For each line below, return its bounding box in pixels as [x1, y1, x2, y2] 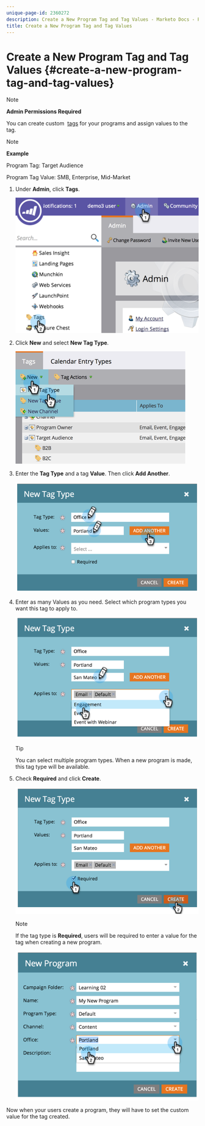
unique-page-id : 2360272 [6, 10, 70, 16]
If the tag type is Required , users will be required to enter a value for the [15, 932, 197, 939]
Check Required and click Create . [15, 775, 102, 782]
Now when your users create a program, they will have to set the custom [6, 1106, 189, 1113]
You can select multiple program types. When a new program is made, [15, 757, 192, 764]
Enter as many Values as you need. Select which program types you [15, 598, 187, 606]
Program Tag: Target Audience [6, 162, 84, 169]
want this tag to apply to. [15, 604, 78, 612]
